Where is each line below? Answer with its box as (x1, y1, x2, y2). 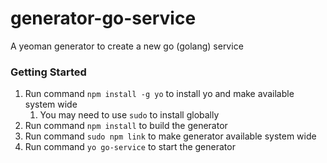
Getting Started (10, 65, 87, 79)
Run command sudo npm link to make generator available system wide (24, 130, 317, 142)
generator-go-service (10, 7, 197, 30)
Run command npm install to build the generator (24, 120, 228, 132)
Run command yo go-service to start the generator (24, 141, 236, 153)
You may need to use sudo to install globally (39, 109, 220, 121)
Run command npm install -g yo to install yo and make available (24, 88, 295, 100)
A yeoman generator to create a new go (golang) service (10, 40, 244, 52)
